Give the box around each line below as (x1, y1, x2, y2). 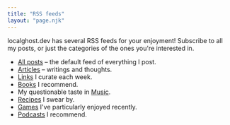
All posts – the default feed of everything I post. (17, 57, 157, 66)
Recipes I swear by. (17, 95, 75, 103)
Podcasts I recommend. (17, 110, 87, 119)
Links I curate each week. (17, 72, 93, 81)
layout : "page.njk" (7, 17, 65, 24)
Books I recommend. (17, 80, 79, 88)
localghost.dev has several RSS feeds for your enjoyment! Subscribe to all (7, 36, 223, 44)
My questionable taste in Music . (17, 88, 111, 96)
